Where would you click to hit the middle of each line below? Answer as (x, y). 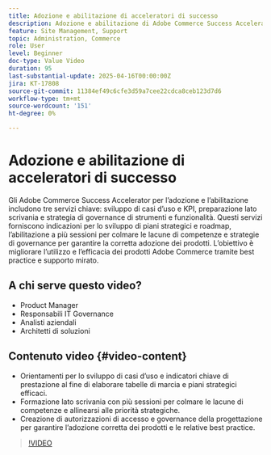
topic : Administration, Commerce (65, 38)
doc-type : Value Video (46, 61)
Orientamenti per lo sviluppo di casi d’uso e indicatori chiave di (124, 376)
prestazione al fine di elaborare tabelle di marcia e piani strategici (129, 384)
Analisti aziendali (48, 322)
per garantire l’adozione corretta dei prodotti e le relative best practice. (138, 427)
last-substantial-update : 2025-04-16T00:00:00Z (90, 76)
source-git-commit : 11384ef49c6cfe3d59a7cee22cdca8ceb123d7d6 (115, 91)
